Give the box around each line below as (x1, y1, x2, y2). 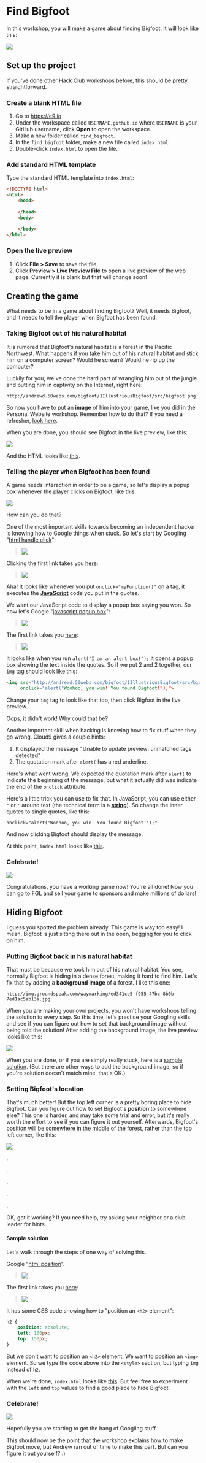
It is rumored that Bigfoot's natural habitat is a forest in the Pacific (6, 343, 172, 350)
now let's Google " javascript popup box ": (6, 607, 110, 615)
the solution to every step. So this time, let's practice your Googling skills (6, 1013, 191, 1021)
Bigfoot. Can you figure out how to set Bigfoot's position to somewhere (6, 1105, 187, 1113)
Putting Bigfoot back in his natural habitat (6, 952, 133, 961)
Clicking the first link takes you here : (6, 559, 99, 567)
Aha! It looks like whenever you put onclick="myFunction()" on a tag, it (6, 583, 185, 590)
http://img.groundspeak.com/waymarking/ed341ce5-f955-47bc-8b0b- (6, 991, 177, 997)
